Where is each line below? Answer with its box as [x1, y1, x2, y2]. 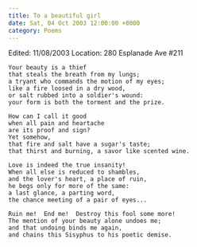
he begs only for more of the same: [8, 182, 129, 190]
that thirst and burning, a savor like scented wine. [8, 147, 191, 155]
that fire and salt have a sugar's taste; [8, 140, 151, 148]
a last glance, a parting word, [8, 189, 115, 198]
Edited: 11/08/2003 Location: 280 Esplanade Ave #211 [8, 49, 183, 58]
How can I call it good [8, 112, 87, 120]
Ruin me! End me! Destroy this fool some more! [8, 210, 176, 218]
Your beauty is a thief [8, 64, 87, 72]
